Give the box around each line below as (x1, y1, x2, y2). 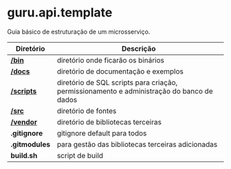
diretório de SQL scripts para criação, (56, 78, 178, 87)
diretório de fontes (56, 106, 117, 115)
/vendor (10, 117, 38, 126)
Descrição (121, 43, 156, 53)
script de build (56, 150, 104, 160)
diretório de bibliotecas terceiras (56, 117, 162, 126)
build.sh (10, 150, 38, 160)
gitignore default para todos (56, 128, 147, 138)
